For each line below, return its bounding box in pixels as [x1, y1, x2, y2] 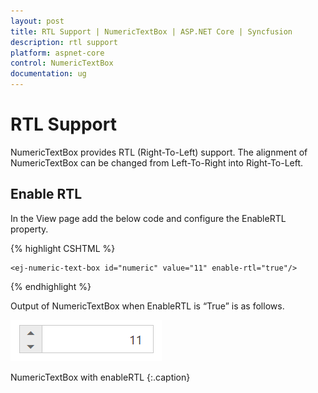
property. [10, 223, 49, 235]
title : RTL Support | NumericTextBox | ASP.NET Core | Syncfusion [10, 26, 293, 37]
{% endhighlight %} [10, 280, 92, 292]
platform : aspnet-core [10, 48, 105, 58]
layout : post [10, 16, 65, 26]
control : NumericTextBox [10, 58, 114, 69]
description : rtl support [10, 37, 118, 47]
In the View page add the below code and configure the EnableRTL [10, 212, 287, 224]
